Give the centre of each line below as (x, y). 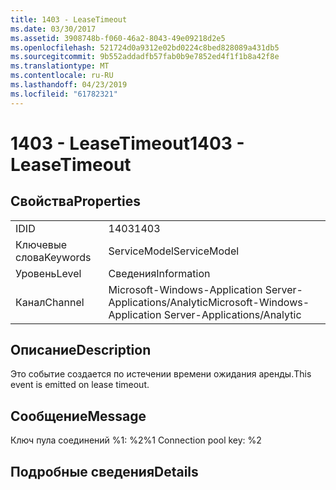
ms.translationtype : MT (60, 66)
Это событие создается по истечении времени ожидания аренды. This (161, 374)
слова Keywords (53, 257)
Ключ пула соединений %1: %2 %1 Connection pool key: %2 (136, 440)
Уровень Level (48, 273)
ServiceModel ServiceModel (174, 251)
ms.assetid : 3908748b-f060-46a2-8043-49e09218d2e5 (118, 38)
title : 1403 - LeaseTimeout (69, 19)
